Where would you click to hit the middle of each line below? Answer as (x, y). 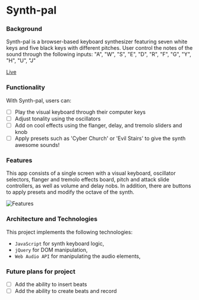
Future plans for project (41, 272)
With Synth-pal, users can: (39, 100)
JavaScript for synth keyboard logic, (59, 243)
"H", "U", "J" (21, 60)
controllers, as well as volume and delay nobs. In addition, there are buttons (99, 186)
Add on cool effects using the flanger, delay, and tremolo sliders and (98, 125)
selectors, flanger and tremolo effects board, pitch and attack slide (88, 180)
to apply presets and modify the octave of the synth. (70, 192)
